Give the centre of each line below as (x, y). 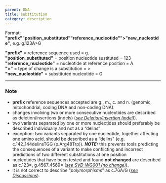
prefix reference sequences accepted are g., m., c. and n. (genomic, (82, 102)
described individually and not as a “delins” (56, 128)
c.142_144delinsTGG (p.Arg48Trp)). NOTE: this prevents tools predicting (85, 144)
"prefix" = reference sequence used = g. (47, 53)
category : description (28, 19)
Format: (13, 33)
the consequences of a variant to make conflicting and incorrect (78, 149)
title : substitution (26, 14)
